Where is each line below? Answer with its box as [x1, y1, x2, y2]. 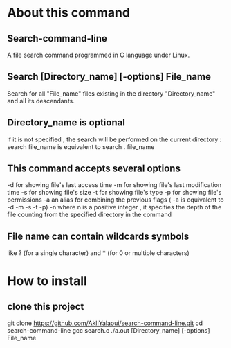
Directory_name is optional [7, 116, 126, 129]
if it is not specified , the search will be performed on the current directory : [7, 135, 222, 143]
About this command [7, 5, 130, 21]
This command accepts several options [7, 163, 181, 175]
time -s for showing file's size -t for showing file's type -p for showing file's [7, 189, 222, 197]
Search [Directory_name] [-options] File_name [7, 71, 211, 82]
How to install [7, 273, 88, 289]
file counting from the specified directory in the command [7, 210, 172, 219]
